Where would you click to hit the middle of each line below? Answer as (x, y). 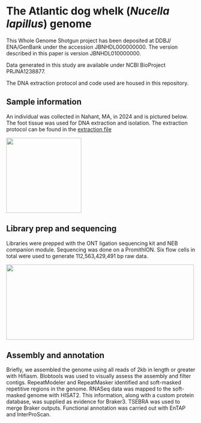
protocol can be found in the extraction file (59, 129)
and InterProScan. (28, 415)
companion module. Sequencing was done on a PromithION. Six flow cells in (101, 249)
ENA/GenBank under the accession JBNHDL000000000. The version (92, 47)
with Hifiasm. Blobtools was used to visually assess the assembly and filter (99, 376)
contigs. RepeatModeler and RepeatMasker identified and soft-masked (94, 383)
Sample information (44, 102)
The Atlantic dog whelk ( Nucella (88, 11)
